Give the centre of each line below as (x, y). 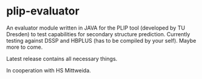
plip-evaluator (43, 11)
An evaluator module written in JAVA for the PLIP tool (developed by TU (96, 28)
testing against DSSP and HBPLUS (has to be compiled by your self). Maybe (101, 40)
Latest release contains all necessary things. (62, 58)
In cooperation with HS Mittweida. (49, 70)
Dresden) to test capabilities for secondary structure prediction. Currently (98, 34)
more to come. (25, 47)
